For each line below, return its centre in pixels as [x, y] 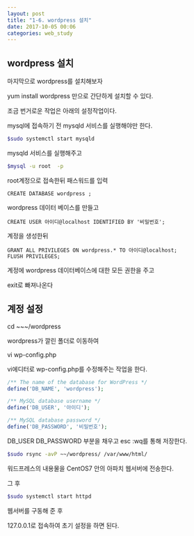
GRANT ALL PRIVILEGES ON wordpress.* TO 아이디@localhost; [92, 250]
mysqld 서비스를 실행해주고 [45, 153]
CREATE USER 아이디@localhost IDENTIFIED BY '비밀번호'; [86, 222]
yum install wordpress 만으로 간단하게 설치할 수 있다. [80, 96]
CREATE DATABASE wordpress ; [49, 193]
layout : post [26, 14]
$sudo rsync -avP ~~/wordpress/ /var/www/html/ [78, 454]
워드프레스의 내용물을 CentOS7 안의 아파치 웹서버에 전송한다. [90, 468]
